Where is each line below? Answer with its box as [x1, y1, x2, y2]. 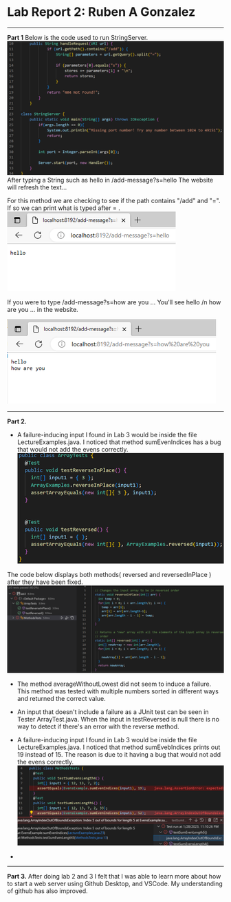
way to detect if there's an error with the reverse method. [16, 722, 180, 731]
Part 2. [7, 417, 27, 426]
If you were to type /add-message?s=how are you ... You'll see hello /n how [7, 297, 221, 306]
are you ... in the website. [7, 305, 79, 313]
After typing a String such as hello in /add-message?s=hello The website [7, 176, 214, 184]
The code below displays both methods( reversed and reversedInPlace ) [7, 570, 212, 578]
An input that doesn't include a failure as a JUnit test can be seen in [16, 707, 209, 716]
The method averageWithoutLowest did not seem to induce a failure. [16, 680, 212, 688]
